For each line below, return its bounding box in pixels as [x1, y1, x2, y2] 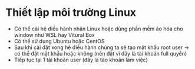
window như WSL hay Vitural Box [14, 31, 95, 38]
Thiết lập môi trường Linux [5, 6, 137, 19]
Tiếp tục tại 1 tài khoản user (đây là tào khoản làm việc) [14, 56, 148, 63]
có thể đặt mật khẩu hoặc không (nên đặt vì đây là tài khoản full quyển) [14, 50, 187, 57]
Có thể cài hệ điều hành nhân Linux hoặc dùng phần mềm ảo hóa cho [14, 25, 183, 32]
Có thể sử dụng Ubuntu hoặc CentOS [14, 37, 105, 44]
